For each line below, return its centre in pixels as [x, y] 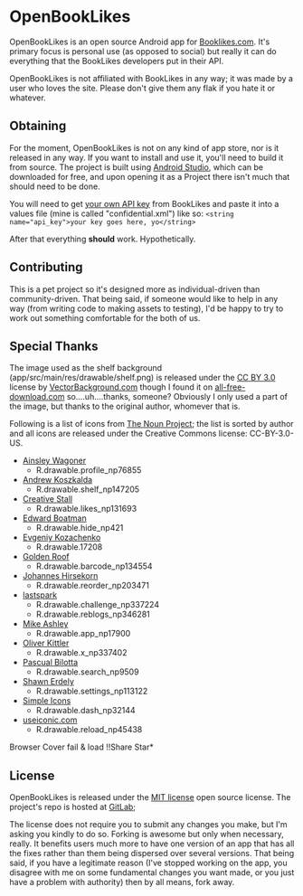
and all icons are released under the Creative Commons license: [128, 434]
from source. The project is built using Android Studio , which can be [137, 167]
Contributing [46, 267]
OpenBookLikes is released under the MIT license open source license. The [150, 797]
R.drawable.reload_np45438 [89, 730]
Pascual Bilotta [50, 663]
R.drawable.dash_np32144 [85, 711]
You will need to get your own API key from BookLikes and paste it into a [144, 203]
